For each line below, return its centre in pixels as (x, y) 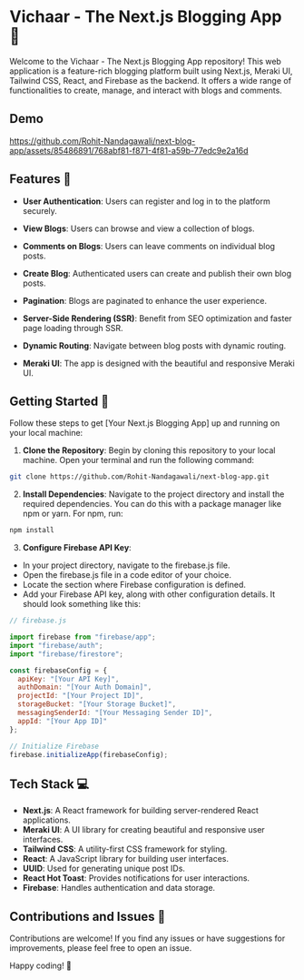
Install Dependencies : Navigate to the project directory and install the (153, 494)
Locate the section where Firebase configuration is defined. (134, 585)
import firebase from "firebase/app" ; (83, 637)
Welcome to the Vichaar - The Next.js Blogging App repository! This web (145, 61)
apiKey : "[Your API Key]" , (69, 679)
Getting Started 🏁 (59, 401)
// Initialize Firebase (54, 746)
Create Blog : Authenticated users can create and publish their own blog (157, 273)
